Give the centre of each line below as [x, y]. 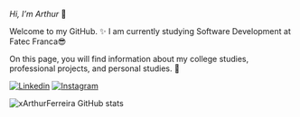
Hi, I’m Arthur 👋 [38, 14]
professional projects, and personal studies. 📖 [95, 68]
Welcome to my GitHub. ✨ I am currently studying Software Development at [150, 31]
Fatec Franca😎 [38, 41]
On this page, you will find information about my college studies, [129, 59]
